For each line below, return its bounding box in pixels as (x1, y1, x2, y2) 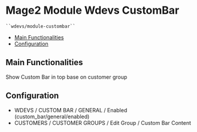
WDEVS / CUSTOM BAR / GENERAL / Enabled (14, 106, 128, 113)
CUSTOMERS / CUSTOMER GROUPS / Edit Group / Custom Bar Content (14, 119, 192, 126)
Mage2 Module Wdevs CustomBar (5, 4, 180, 17)
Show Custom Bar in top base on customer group (5, 73, 128, 81)
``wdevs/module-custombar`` (5, 23, 76, 29)
